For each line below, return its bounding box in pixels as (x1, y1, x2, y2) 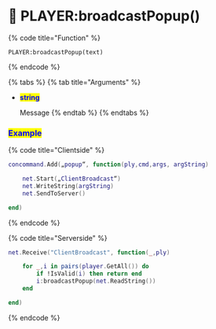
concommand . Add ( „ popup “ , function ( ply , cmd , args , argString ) (8, 161, 210, 168)
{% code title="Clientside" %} (8, 146, 104, 155)
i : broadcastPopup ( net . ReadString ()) (36, 277, 156, 286)
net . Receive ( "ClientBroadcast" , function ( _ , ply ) (8, 248, 170, 257)
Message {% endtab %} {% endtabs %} (19, 108, 149, 117)
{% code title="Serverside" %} (8, 233, 108, 242)
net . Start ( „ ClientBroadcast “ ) (22, 175, 122, 183)
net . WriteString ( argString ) (22, 182, 114, 190)
